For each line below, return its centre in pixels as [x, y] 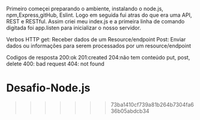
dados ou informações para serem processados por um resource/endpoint [98, 46]
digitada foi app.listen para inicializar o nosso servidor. [74, 28]
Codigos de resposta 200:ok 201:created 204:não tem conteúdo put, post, [98, 57]
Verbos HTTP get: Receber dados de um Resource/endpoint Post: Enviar [96, 39]
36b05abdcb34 [130, 111]
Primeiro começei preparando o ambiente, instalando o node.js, [85, 9]
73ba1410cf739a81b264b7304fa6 [152, 104]
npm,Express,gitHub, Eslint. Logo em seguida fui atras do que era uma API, [99, 15]
